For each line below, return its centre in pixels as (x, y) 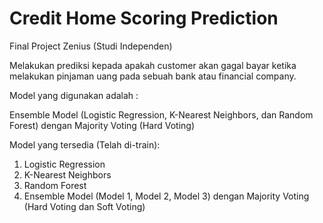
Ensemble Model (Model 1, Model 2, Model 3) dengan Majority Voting (166, 196)
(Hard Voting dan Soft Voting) (84, 206)
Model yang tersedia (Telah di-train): (85, 144)
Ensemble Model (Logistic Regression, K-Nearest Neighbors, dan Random (161, 114)
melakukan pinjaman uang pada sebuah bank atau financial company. (153, 76)
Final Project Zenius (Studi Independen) (91, 46)
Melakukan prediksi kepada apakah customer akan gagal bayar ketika (153, 65)
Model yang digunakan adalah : (74, 95)
